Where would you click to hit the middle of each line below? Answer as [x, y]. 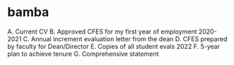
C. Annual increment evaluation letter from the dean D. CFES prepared [125, 38]
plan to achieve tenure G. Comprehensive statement [83, 54]
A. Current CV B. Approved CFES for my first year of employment [102, 31]
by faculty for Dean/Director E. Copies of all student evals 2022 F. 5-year [114, 46]
